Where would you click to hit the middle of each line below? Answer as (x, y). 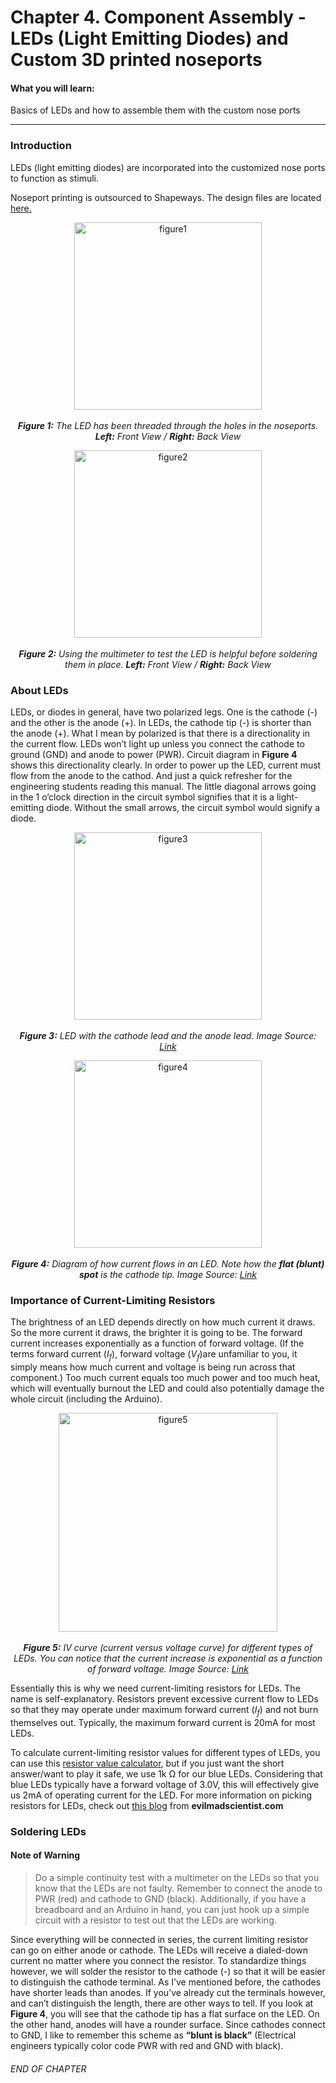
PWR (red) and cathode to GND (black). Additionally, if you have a (170, 1899)
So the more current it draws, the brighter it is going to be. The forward (156, 1333)
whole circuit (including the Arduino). (86, 1399)
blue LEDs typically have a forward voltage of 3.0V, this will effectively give (165, 1784)
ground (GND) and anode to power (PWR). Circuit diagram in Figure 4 (154, 754)
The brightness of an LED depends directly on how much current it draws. (163, 1322)
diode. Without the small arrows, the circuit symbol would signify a (183, 807)
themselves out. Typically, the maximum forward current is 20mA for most (163, 1722)
